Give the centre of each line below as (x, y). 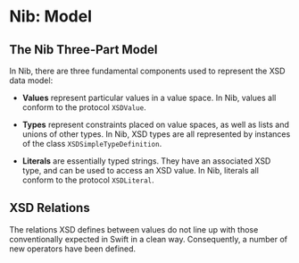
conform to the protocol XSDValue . (84, 107)
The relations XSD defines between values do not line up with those (134, 229)
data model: (31, 81)
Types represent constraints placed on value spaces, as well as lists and (156, 124)
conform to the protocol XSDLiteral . (88, 180)
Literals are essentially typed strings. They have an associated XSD (146, 161)
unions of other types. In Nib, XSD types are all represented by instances (156, 134)
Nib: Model (50, 17)
